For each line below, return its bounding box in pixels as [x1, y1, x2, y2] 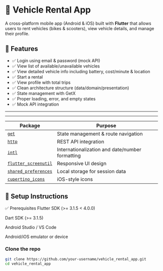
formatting [57, 152, 81, 159]
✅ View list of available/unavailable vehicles [12, 63, 100, 69]
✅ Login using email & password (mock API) [12, 58, 100, 64]
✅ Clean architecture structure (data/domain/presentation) [12, 85, 130, 91]
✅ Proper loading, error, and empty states [12, 96, 96, 101]
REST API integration [57, 138, 104, 145]
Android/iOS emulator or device [5, 234, 68, 239]
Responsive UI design [57, 160, 107, 167]
